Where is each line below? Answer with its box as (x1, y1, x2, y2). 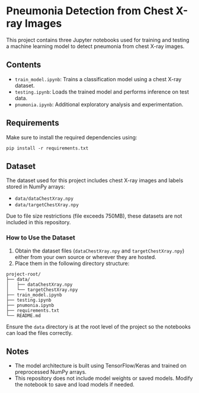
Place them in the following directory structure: (14, 260, 130, 267)
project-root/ (6, 271, 41, 277)
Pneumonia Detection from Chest (6, 4, 174, 18)
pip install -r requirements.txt (6, 145, 89, 151)
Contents (6, 60, 41, 70)
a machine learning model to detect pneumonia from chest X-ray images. (6, 43, 185, 50)
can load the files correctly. (6, 329, 73, 336)
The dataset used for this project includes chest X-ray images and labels (6, 177, 184, 184)
